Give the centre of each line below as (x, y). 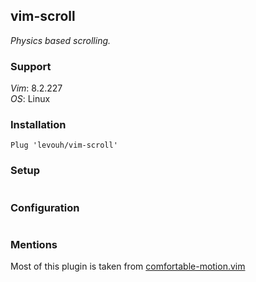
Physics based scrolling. (61, 40)
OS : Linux (30, 99)
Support (31, 66)
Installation (38, 125)
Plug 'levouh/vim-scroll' (64, 145)
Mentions (34, 244)
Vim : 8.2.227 (36, 88)
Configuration (45, 207)
